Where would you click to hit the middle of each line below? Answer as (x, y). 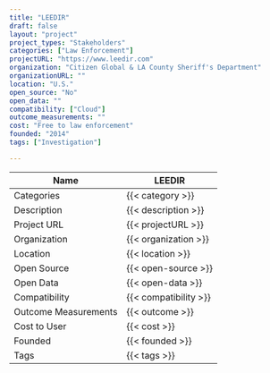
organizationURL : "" (48, 76)
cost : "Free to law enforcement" (72, 126)
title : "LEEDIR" (39, 17)
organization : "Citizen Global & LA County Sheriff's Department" (135, 68)
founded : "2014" (39, 134)
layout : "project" (43, 34)
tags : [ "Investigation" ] (55, 142)
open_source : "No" (43, 92)
